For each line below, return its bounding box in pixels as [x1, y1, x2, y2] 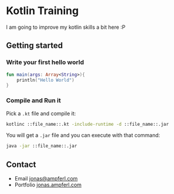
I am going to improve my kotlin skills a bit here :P [6, 24, 126, 31]
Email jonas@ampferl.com [14, 175, 78, 182]
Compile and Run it [6, 96, 62, 105]
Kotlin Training [6, 4, 79, 18]
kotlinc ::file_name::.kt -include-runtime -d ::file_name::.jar [6, 121, 169, 127]
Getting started [6, 41, 63, 51]
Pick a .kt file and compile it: [6, 110, 76, 117]
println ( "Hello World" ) [16, 77, 75, 83]
